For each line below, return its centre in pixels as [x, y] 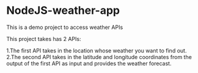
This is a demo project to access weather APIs [65, 27]
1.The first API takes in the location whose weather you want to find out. [97, 50]
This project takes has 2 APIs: [44, 39]
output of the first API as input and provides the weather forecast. [89, 63]
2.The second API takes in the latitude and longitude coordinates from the [99, 57]
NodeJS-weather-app [63, 11]
